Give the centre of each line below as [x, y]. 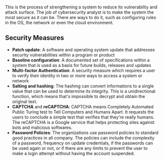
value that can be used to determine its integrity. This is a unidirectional [84, 91]
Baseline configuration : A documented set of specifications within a [81, 60]
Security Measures [35, 38]
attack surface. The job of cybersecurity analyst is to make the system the [80, 12]
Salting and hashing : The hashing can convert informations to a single [83, 86]
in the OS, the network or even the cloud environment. [59, 22]
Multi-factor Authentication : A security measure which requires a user [84, 70]
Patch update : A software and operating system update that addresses [83, 50]
